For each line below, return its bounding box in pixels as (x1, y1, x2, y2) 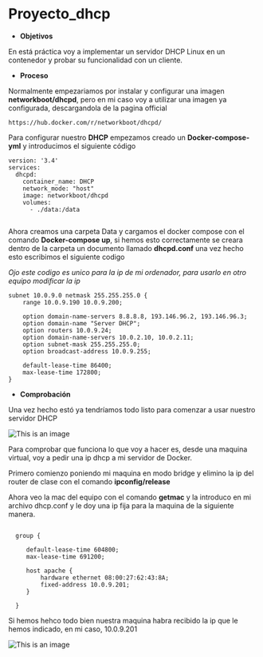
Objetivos (19, 31, 53, 41)
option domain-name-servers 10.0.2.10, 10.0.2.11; (22, 333, 194, 341)
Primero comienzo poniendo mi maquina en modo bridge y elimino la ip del (8, 468, 254, 478)
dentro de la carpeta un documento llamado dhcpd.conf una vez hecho (8, 243, 245, 253)
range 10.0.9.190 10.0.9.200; (22, 298, 124, 306)
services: (8, 163, 41, 172)
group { (15, 532, 41, 540)
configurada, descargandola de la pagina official (8, 103, 167, 113)
